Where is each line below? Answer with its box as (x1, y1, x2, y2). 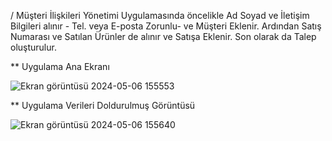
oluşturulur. (10, 41, 57, 53)
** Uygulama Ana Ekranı (10, 61, 110, 72)
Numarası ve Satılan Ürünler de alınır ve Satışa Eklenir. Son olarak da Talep (10, 31, 317, 42)
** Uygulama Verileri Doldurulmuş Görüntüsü (10, 100, 196, 111)
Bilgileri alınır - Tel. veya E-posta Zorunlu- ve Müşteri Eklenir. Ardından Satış (10, 20, 322, 32)
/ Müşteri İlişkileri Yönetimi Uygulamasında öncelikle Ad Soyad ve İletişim (10, 10, 310, 21)
